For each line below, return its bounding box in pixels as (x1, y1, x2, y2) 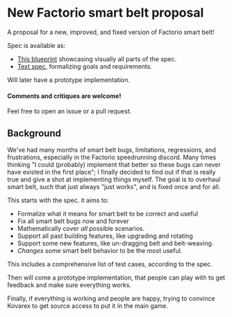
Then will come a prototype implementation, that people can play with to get (7, 273, 226, 282)
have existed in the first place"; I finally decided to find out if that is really (7, 168, 216, 176)
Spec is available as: (7, 41, 66, 49)
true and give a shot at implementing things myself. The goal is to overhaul (7, 175, 221, 184)
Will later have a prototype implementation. (7, 75, 131, 84)
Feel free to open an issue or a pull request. (7, 107, 132, 115)
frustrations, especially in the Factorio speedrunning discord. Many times (7, 153, 217, 161)
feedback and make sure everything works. (7, 280, 132, 289)
